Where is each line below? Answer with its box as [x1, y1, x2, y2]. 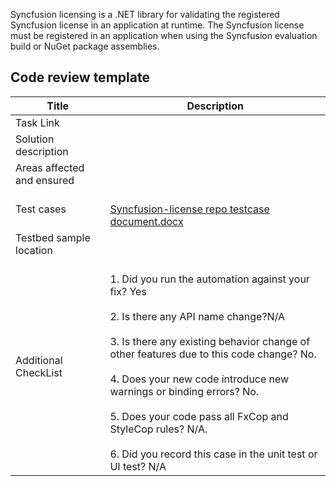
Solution [15, 132, 55, 146]
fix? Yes [109, 284, 147, 298]
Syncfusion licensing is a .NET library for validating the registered [10, 9, 280, 20]
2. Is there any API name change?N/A [109, 309, 286, 323]
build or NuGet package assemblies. [10, 40, 160, 52]
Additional [15, 353, 63, 367]
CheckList [15, 365, 63, 379]
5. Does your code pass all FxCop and [109, 409, 289, 423]
